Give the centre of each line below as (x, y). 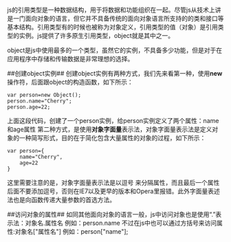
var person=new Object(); (44, 95)
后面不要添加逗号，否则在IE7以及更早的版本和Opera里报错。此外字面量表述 (113, 191)
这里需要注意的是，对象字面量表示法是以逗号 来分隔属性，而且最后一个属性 (113, 182)
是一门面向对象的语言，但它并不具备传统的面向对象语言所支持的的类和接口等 (115, 18)
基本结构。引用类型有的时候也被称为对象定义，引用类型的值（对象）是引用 (112, 27)
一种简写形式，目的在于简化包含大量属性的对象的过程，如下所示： (112, 137)
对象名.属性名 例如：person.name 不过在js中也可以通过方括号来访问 (121, 223)
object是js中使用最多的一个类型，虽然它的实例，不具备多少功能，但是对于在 (114, 50)
